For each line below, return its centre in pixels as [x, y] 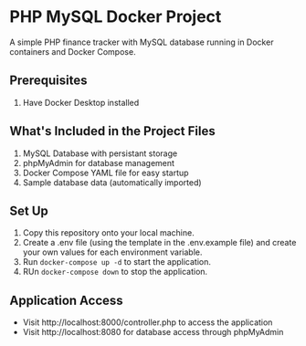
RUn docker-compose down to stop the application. [115, 272]
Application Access [66, 300]
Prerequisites [48, 81]
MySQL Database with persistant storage [100, 153]
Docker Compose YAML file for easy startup [106, 173]
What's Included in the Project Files [113, 131]
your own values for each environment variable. [112, 252]
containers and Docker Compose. [73, 51]
